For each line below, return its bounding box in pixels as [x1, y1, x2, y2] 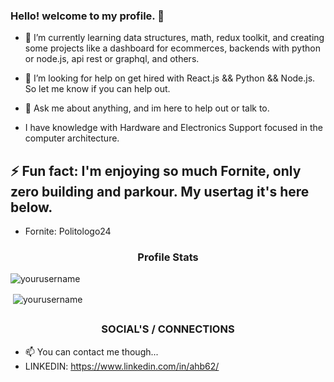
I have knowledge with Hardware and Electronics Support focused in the [24, 122, 324, 134]
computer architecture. [24, 132, 120, 144]
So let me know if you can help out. [24, 83, 171, 95]
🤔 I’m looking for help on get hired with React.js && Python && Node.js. [24, 72, 316, 84]
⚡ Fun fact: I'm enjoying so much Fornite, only [10, 162, 302, 179]
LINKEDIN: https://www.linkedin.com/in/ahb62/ [24, 360, 220, 372]
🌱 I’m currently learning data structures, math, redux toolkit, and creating [24, 32, 325, 44]
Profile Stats [137, 250, 199, 264]
